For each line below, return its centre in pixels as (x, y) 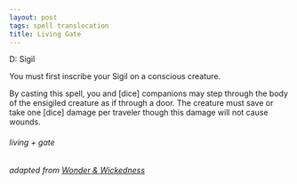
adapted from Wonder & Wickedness (77, 170)
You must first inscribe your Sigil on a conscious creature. (115, 76)
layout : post (33, 17)
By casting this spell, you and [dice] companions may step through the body (149, 93)
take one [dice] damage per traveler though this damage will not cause (139, 113)
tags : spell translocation (59, 26)
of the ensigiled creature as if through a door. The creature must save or (141, 103)
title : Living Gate (45, 34)
